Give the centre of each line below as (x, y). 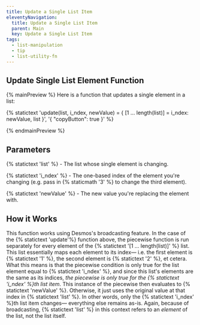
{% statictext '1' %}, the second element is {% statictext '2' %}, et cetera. (97, 259)
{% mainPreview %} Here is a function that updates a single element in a (96, 95)
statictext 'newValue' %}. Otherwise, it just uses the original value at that (96, 290)
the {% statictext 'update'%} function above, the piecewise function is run (98, 239)
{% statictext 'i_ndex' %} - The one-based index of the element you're (93, 176)
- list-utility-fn (35, 56)
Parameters (28, 149)
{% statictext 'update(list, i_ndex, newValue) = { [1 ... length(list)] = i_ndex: (97, 113)
